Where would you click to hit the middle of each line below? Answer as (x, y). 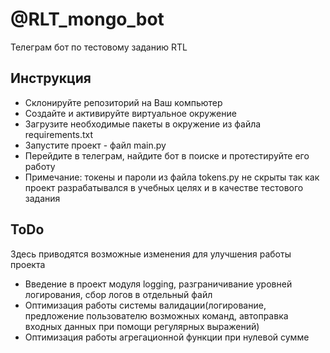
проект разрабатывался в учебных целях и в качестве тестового (164, 187)
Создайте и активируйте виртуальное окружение (130, 113)
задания (42, 198)
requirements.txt (59, 134)
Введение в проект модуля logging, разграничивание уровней (158, 284)
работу (40, 166)
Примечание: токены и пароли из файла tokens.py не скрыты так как (172, 177)
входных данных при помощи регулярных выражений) (142, 326)
